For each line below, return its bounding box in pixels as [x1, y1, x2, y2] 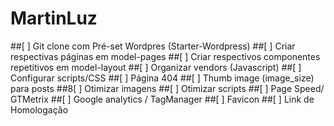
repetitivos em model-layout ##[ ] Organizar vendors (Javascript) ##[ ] [10, 61, 302, 73]
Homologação [10, 103, 69, 116]
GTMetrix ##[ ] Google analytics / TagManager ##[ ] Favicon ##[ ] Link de [10, 93, 315, 105]
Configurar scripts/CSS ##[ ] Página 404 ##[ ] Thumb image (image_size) [10, 72, 315, 84]
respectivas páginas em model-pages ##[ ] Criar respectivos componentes [10, 50, 321, 62]
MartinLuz [10, 7, 98, 30]
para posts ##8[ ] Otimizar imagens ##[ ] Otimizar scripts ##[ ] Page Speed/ [10, 82, 325, 94]
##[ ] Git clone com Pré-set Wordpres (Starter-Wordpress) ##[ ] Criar [10, 40, 296, 52]
